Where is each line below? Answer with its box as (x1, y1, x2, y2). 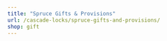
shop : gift (7, 23, 40, 30)
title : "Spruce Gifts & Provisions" (7, 10, 116, 17)
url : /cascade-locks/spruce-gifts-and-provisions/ (7, 17, 161, 24)
